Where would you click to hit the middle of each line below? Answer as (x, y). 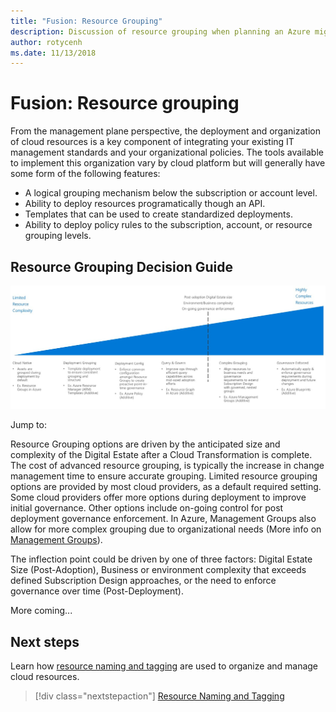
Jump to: (28, 425)
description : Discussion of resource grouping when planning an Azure (160, 31)
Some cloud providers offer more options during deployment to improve (158, 497)
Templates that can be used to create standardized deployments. (158, 214)
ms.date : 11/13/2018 (53, 53)
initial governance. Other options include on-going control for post (147, 508)
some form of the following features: (85, 174)
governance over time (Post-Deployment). (97, 591)
